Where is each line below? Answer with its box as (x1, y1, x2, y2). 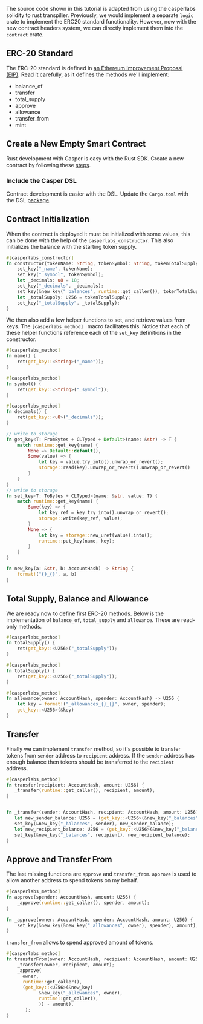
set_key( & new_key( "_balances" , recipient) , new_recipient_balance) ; (14, 832, 190, 838)
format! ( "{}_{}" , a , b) (17, 571, 77, 577)
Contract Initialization (6, 214, 89, 225)
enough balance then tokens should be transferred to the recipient (6, 758, 174, 765)
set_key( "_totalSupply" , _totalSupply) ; (17, 300, 120, 306)
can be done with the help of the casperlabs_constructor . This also (6, 236, 174, 244)
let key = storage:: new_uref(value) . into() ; (38, 532, 153, 538)
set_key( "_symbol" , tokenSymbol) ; (17, 272, 104, 278)
